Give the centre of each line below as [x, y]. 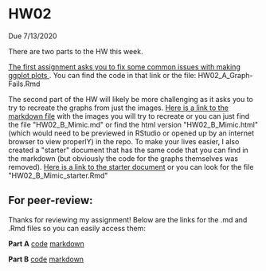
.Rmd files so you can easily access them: [77, 228]
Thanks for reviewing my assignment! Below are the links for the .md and [128, 219]
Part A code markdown [47, 243]
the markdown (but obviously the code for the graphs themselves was [123, 158]
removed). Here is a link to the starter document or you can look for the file [131, 167]
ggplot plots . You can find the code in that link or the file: [102, 75]
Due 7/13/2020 [33, 36]
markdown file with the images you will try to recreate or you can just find [129, 116]
